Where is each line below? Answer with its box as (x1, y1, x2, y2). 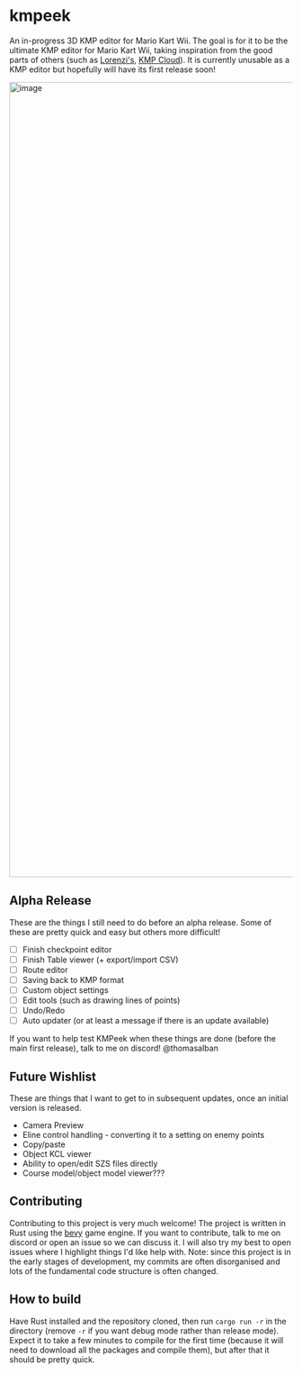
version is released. (9, 1103, 83, 1114)
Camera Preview (22, 1120, 84, 1131)
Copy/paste (22, 1139, 66, 1150)
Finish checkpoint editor (22, 943, 112, 955)
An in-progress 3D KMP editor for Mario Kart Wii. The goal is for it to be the (9, 35, 289, 46)
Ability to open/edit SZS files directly (22, 1159, 158, 1169)
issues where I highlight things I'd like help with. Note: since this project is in (9, 1246, 292, 1257)
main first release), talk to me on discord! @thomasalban (9, 1042, 218, 1054)
